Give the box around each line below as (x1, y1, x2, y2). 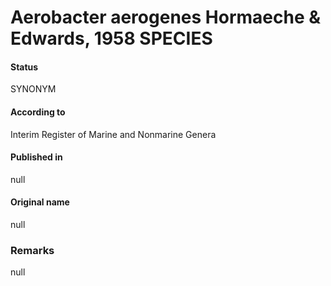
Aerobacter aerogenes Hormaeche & (10, 6, 322, 29)
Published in (10, 151, 63, 163)
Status (10, 61, 39, 73)
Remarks (10, 243, 55, 257)
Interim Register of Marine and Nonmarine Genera (10, 128, 217, 140)
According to (10, 106, 66, 118)
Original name (10, 196, 70, 208)
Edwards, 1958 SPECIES (10, 27, 213, 50)
